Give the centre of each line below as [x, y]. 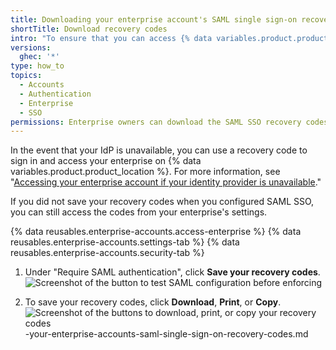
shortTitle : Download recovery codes [89, 29]
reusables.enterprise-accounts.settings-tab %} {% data [125, 242]
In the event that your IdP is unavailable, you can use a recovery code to [159, 150]
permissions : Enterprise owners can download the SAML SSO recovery [156, 122]
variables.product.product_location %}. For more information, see [145, 172]
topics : [26, 76]
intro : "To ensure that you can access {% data [111, 38]
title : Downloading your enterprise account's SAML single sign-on [154, 19]
